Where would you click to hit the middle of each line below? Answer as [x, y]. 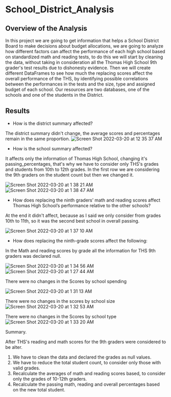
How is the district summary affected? [53, 123]
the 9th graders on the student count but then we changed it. [70, 174]
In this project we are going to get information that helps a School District [82, 40]
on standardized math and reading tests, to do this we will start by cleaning [84, 57]
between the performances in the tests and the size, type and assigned [80, 84]
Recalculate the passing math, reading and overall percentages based [86, 384]
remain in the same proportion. [38, 139]
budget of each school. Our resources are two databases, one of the [77, 90]
